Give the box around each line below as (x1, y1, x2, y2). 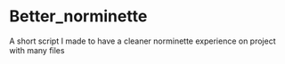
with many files (9, 44, 65, 55)
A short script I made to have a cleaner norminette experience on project (9, 36, 276, 46)
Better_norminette (9, 6, 148, 27)
